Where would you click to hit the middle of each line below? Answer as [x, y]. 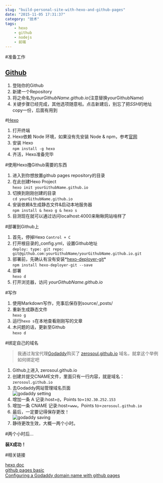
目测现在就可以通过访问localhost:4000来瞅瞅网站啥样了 [69, 216]
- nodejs [23, 38]
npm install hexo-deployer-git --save [52, 265]
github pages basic [25, 470]
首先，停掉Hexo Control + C [41, 237]
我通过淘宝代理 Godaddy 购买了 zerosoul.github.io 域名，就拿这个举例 [88, 353]
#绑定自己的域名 [22, 343]
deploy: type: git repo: [38, 249]
